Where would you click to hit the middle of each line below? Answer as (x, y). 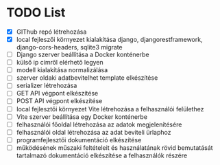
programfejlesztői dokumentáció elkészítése (79, 140)
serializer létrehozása (47, 86)
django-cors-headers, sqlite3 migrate (69, 47)
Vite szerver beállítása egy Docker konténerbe (82, 117)
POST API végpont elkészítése (59, 101)
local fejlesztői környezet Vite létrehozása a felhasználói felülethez (110, 109)
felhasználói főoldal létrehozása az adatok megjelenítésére (99, 124)
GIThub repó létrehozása (51, 32)
